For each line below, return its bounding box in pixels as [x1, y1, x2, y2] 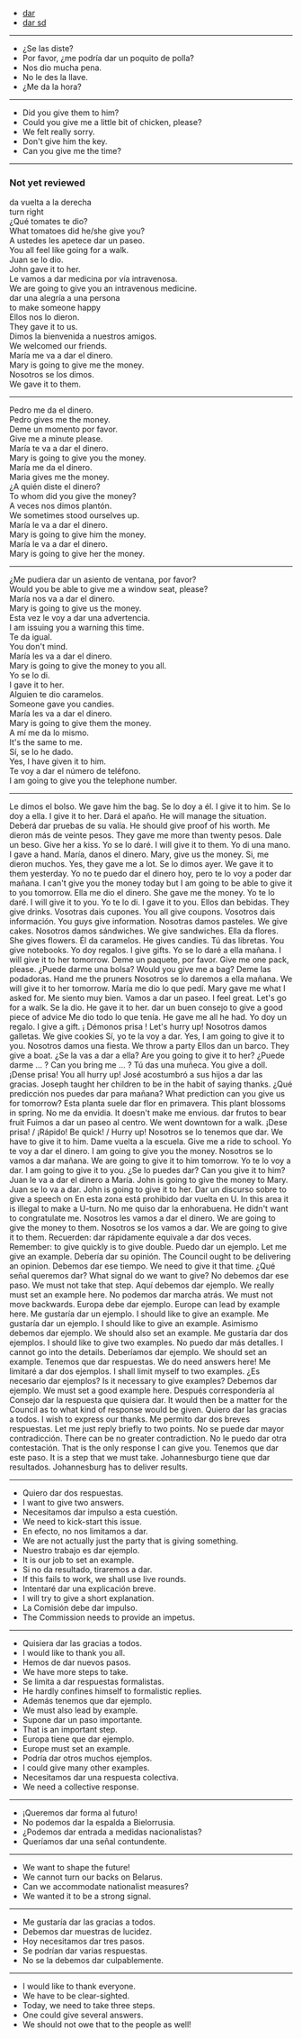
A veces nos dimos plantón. [9, 500, 112, 512]
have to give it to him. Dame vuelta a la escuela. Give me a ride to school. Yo [9, 1136, 292, 1147]
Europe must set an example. [22, 1743, 130, 1754]
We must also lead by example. [22, 1705, 138, 1716]
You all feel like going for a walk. [9, 245, 129, 256]
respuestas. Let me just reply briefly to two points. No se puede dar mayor [9, 1424, 285, 1434]
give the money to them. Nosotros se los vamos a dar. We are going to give [9, 1223, 288, 1233]
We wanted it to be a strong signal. [22, 1891, 151, 1902]
